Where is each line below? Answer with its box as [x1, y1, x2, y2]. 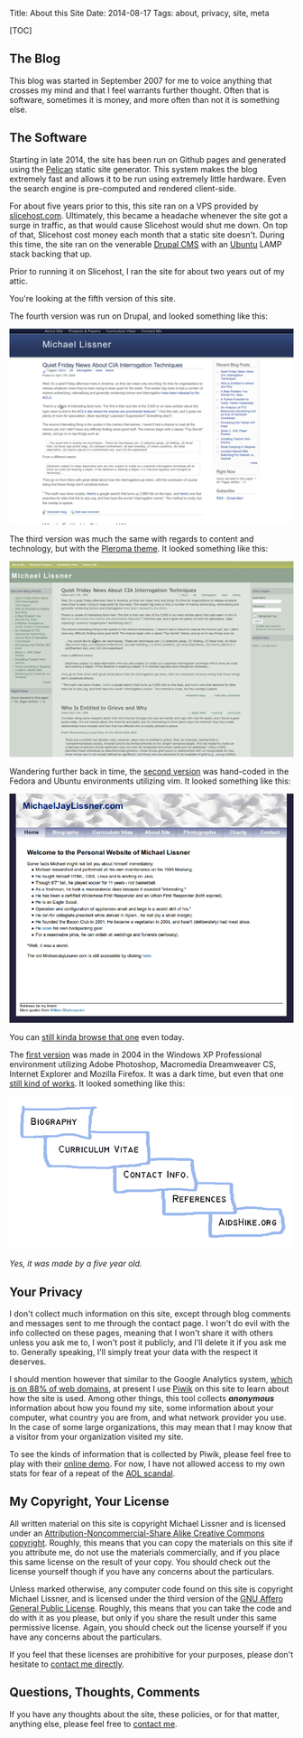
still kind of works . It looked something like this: [9, 1078, 186, 1089]
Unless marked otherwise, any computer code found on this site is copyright [9, 1584, 294, 1594]
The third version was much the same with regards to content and [9, 534, 254, 544]
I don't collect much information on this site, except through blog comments [9, 1308, 291, 1319]
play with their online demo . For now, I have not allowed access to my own [9, 1458, 286, 1470]
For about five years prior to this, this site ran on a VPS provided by [9, 200, 259, 211]
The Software [9, 130, 87, 145]
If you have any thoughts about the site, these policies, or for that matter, [9, 1708, 280, 1719]
